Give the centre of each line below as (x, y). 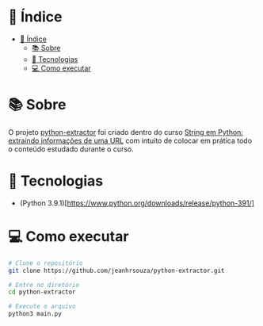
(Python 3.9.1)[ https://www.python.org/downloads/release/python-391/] (137, 203)
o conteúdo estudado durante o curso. (71, 149)
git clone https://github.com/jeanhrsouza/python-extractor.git (116, 270)
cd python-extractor (42, 292)
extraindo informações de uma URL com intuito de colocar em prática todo (130, 140)
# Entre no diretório (44, 285)
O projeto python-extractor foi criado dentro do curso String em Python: (126, 132)
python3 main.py (35, 314)
